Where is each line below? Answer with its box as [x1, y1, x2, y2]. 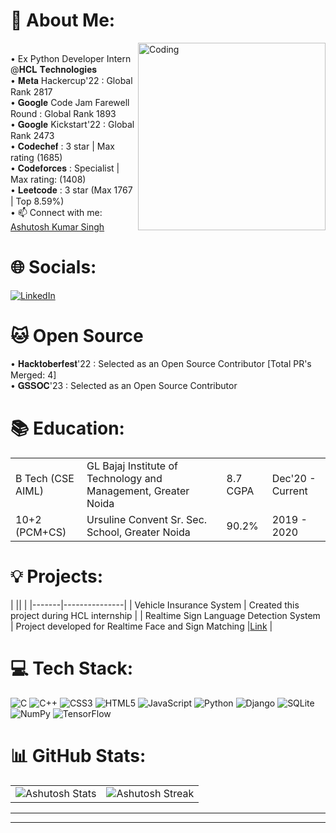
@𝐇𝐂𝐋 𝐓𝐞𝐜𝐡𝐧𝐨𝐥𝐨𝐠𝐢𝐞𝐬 [10, 63, 98, 75]
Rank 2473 [10, 129, 55, 141]
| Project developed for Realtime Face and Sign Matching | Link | [10, 620, 273, 632]
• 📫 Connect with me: [10, 206, 103, 218]
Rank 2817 [10, 85, 53, 98]
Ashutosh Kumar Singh [10, 220, 105, 233]
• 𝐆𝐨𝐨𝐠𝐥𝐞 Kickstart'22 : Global [10, 118, 135, 130]
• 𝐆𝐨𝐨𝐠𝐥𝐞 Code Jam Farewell [10, 96, 130, 108]
